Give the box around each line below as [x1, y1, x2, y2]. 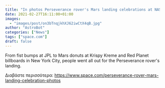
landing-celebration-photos [5, 77, 61, 83]
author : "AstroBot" [5, 25, 45, 30]
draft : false [5, 39, 32, 44]
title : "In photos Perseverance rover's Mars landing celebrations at [5, 7, 153, 12]
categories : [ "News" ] [5, 30, 50, 35]
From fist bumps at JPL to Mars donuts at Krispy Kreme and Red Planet [5, 52, 149, 58]
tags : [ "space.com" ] [5, 35, 48, 40]
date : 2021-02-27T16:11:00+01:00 [5, 12, 74, 17]
